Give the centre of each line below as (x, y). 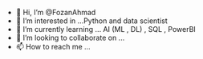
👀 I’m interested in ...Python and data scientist (92, 21)
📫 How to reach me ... (53, 47)
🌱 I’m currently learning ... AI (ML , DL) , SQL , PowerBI (106, 29)
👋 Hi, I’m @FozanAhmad (56, 12)
